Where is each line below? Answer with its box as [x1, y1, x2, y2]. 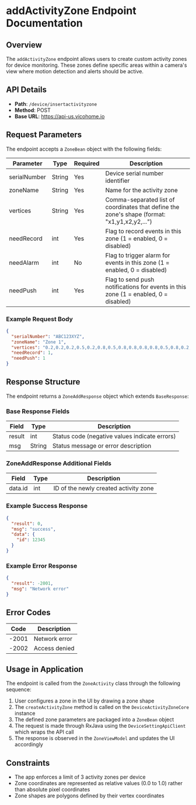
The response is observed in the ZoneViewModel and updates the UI [14, 735, 175, 742]
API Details [6, 85, 47, 95]
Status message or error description [52, 442, 152, 450]
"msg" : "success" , [11, 526, 57, 532]
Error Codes [6, 608, 51, 618]
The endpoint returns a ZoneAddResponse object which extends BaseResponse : [6, 393, 189, 400]
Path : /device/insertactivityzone [14, 100, 97, 107]
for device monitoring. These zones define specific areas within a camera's [6, 62, 187, 69]
